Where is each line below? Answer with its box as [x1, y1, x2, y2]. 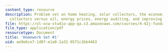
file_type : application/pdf [5, 26, 64, 31]
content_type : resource [5, 7, 55, 12]
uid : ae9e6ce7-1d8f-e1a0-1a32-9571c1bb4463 [5, 40, 97, 45]
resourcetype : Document [5, 30, 55, 35]
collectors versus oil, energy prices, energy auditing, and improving [9, 16, 162, 21]
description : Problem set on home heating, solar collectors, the [5, 12, 146, 17]
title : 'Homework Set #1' [5, 35, 59, 40]
